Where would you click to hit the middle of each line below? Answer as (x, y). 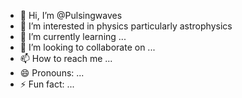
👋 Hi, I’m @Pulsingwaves (71, 15)
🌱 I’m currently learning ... (73, 36)
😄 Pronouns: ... (52, 73)
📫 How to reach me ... (66, 58)
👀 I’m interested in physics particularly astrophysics (126, 26)
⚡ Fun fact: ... (47, 84)
